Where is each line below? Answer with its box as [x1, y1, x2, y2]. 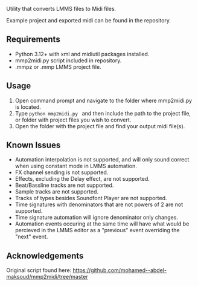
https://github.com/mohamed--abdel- [72, 267, 167, 274]
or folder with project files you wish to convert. [14, 116, 132, 123]
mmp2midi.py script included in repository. [14, 57, 122, 64]
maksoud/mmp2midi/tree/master [6, 273, 89, 281]
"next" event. [14, 233, 48, 241]
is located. [14, 103, 41, 111]
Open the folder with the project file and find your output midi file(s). [14, 122, 185, 129]
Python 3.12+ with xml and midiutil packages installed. [14, 50, 150, 57]
